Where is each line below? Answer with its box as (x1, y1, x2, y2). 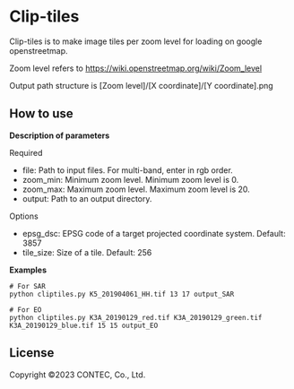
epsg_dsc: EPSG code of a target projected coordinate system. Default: (22, 228, 286, 238)
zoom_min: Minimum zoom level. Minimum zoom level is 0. (22, 174, 239, 185)
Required (9, 147, 43, 158)
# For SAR (9, 281, 47, 290)
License (9, 345, 55, 360)
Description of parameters (9, 130, 110, 141)
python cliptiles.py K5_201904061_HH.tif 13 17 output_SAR (9, 290, 235, 298)
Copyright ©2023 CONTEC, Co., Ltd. (9, 369, 146, 380)
